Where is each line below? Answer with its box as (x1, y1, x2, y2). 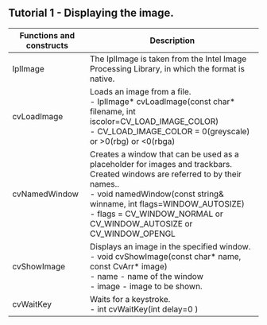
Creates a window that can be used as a (90, 149, 240, 160)
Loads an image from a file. (90, 86, 192, 97)
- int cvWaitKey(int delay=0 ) (90, 304, 199, 315)
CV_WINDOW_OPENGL (90, 228, 176, 239)
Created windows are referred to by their (90, 168, 242, 180)
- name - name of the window (90, 270, 204, 281)
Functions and (19, 29, 75, 41)
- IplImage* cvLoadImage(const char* (90, 95, 236, 106)
